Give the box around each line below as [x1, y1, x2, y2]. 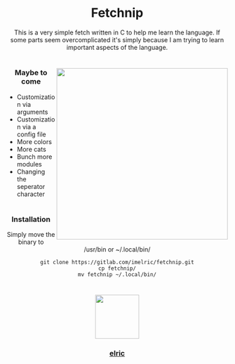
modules [16, 160, 43, 168]
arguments [16, 108, 48, 116]
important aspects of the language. [66, 43, 168, 51]
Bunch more [16, 152, 53, 161]
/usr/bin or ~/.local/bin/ [83, 245, 151, 254]
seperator [16, 182, 46, 190]
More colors [16, 137, 52, 145]
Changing [16, 167, 46, 176]
